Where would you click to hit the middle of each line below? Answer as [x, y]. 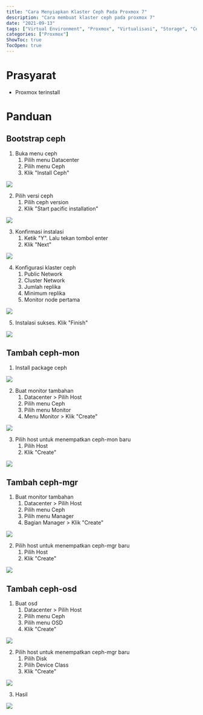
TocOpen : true [24, 46]
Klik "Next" [38, 244]
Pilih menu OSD [43, 623]
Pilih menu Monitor [47, 410]
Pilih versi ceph [34, 196]
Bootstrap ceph [36, 139]
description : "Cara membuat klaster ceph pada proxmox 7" [81, 18]
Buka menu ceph [36, 153]
